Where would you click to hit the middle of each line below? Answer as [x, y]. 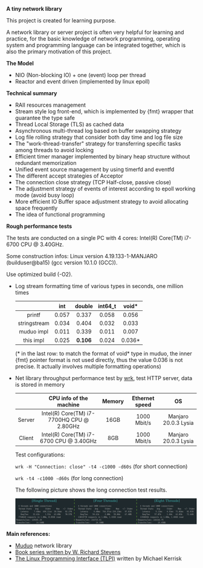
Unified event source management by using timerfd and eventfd [95, 169]
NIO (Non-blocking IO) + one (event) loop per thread [80, 75]
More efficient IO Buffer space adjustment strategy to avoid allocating [101, 202]
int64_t [107, 306]
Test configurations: [40, 455]
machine [68, 404]
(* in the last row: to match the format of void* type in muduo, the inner [103, 353]
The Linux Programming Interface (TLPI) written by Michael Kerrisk [98, 558]
